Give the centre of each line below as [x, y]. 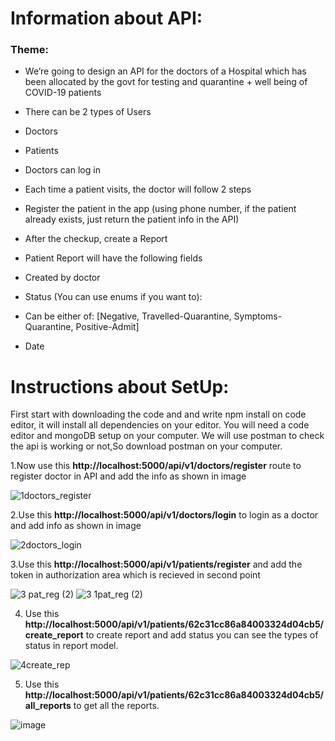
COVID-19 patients [63, 93]
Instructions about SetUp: [120, 386]
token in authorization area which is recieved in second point [135, 575]
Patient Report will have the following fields [113, 258]
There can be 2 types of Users [88, 112]
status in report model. [71, 646]
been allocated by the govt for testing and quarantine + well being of [166, 82]
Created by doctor [62, 278]
